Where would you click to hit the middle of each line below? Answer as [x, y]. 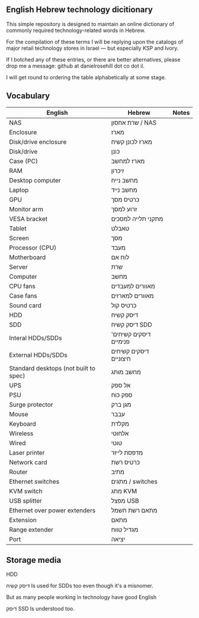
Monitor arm [26, 209]
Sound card [25, 305]
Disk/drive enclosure [38, 141]
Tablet [18, 228]
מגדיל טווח [125, 529]
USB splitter [26, 501]
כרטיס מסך [125, 199]
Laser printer [27, 452]
